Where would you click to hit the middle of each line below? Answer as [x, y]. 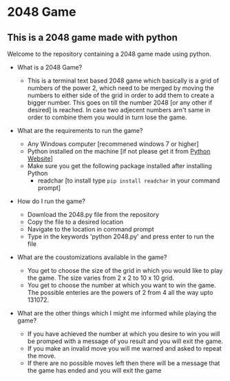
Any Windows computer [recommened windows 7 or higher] [113, 144]
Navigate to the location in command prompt [91, 229]
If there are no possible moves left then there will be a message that [124, 363]
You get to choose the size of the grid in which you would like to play [125, 270]
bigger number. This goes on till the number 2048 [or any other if [120, 103]
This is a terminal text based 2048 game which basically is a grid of [123, 81]
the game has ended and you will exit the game [94, 370]
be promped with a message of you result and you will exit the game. [125, 341]
